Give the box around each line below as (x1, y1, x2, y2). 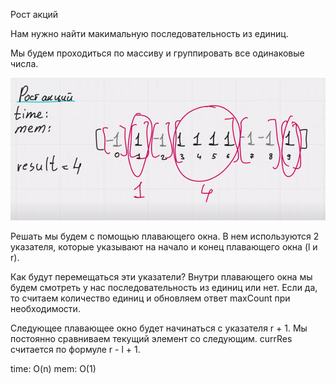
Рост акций (10, 9, 59, 20)
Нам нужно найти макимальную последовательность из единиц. (10, 28, 289, 39)
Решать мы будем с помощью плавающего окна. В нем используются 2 (10, 230, 320, 242)
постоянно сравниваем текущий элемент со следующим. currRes (10, 333, 293, 344)
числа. (10, 58, 39, 69)
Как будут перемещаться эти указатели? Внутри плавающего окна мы (10, 271, 313, 283)
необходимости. (10, 303, 81, 314)
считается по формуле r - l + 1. (10, 344, 141, 355)
